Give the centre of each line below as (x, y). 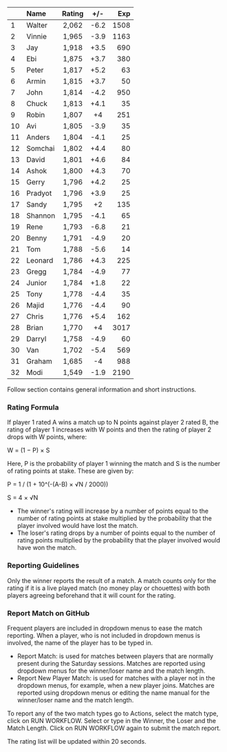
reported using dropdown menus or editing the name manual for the (113, 693)
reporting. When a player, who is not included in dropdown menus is (104, 635)
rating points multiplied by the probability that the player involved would (119, 540)
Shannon (41, 215)
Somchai (41, 149)
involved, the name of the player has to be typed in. (80, 642)
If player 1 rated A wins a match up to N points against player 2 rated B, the (113, 423)
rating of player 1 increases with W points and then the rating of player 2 (109, 429)
